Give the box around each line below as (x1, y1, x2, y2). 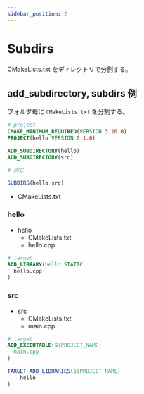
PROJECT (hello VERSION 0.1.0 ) (7, 135, 96, 142)
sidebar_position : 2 (7, 10, 68, 18)
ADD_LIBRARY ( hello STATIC (7, 261, 83, 268)
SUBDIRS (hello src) (7, 179, 65, 187)
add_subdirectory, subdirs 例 (7, 87, 137, 99)
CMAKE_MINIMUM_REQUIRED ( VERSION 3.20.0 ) (7, 128, 128, 135)
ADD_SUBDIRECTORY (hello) (7, 147, 80, 154)
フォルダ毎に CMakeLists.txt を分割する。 (7, 107, 129, 116)
